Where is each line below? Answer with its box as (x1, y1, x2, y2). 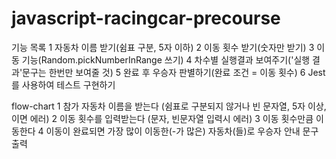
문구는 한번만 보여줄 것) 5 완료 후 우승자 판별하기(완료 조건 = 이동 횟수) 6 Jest (22, 66, 326, 78)
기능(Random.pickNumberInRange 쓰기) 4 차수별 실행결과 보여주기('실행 (21, 53, 311, 66)
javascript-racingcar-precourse (11, 7, 281, 30)
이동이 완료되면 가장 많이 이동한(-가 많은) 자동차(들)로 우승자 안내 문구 (45, 125, 319, 137)
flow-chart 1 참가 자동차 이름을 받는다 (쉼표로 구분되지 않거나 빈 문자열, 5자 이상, (11, 100, 327, 112)
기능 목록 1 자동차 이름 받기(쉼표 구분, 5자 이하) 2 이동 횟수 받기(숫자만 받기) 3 (11, 41, 315, 53)
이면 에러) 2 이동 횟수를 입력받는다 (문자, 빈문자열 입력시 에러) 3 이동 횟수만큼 (11, 112, 314, 124)
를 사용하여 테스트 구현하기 (11, 78, 116, 91)
